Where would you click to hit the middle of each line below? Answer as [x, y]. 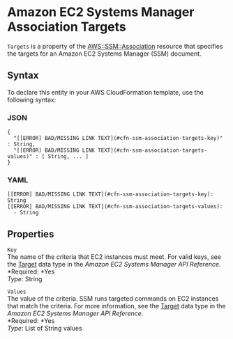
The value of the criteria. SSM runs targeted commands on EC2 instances [113, 299]
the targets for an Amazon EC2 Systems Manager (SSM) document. [104, 54]
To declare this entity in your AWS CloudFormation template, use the [105, 92]
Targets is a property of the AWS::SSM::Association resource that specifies [115, 46]
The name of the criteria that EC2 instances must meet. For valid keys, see [114, 257]
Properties [31, 234]
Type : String [25, 279]
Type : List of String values [45, 329]
